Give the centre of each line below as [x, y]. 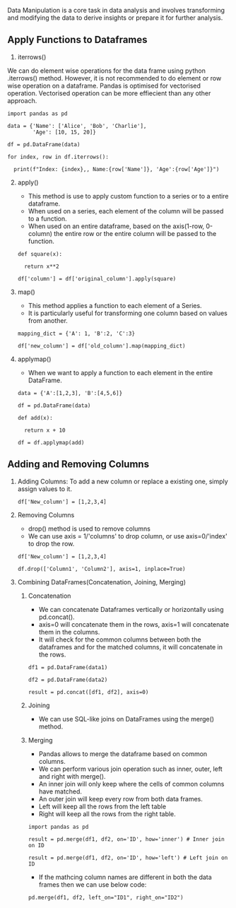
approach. [22, 100]
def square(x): [40, 254]
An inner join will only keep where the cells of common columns [131, 784]
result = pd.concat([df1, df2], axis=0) [88, 692]
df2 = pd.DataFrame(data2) [68, 680]
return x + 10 [45, 430]
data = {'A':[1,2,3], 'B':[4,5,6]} [70, 393]
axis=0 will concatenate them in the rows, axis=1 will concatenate [134, 624]
